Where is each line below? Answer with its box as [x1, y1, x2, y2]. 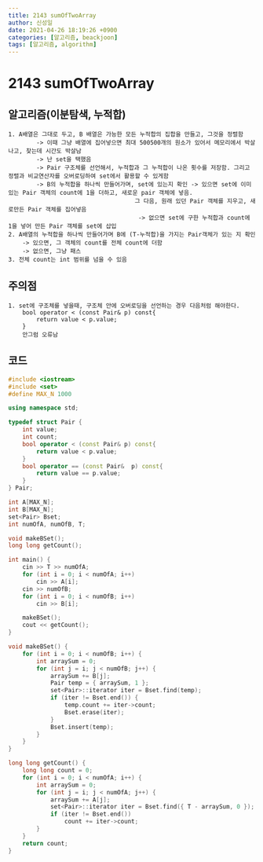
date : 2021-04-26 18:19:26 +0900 [8, 26, 118, 34]
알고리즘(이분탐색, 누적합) [8, 108, 126, 121]
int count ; [22, 433, 58, 441]
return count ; [22, 839, 68, 847]
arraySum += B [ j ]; [49, 672, 111, 680]
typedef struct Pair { [8, 418, 82, 427]
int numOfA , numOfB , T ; [8, 520, 86, 528]
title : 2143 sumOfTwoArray [8, 11, 97, 20]
